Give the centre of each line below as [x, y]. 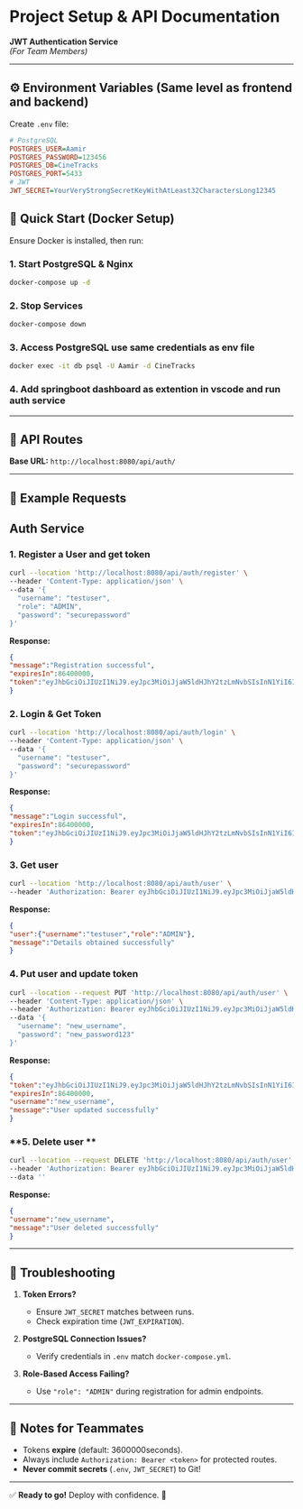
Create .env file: [39, 124]
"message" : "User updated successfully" [84, 1110]
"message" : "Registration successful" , [82, 666]
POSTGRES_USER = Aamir [48, 149]
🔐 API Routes [46, 439]
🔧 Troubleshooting [62, 1272]
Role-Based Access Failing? [76, 1374]
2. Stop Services [46, 306]
